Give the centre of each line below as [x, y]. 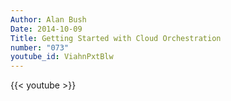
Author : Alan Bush [48, 19]
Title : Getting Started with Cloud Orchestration [116, 38]
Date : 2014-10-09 [46, 29]
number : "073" [40, 47]
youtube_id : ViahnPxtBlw [62, 57]
